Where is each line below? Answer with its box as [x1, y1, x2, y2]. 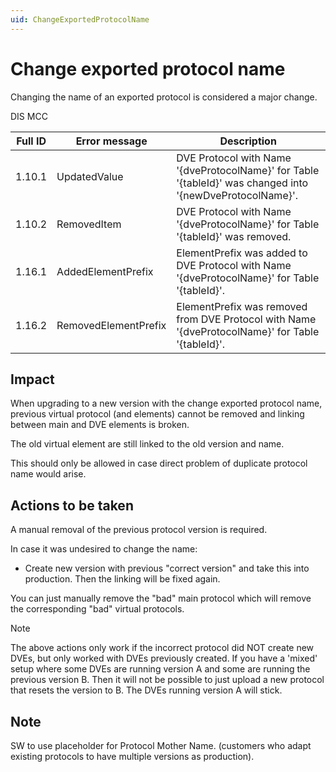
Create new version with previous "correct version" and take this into [24, 562, 310, 575]
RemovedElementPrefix [56, 318, 167, 332]
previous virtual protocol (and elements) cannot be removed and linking [10, 408, 305, 420]
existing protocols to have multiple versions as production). [10, 751, 255, 762]
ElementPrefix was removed [176, 299, 308, 313]
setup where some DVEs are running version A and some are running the [10, 663, 311, 675]
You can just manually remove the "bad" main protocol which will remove [10, 592, 312, 605]
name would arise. [10, 468, 87, 480]
